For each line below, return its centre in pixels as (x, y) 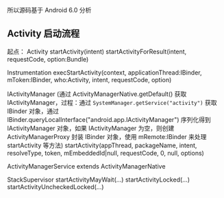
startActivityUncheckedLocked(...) (55, 186)
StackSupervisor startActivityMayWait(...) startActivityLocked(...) (99, 180)
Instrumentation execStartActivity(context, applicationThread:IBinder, (104, 72)
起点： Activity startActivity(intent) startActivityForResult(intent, (97, 51)
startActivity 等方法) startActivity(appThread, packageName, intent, (102, 145)
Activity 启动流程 (43, 34)
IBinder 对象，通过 (33, 111)
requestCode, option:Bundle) (48, 59)
